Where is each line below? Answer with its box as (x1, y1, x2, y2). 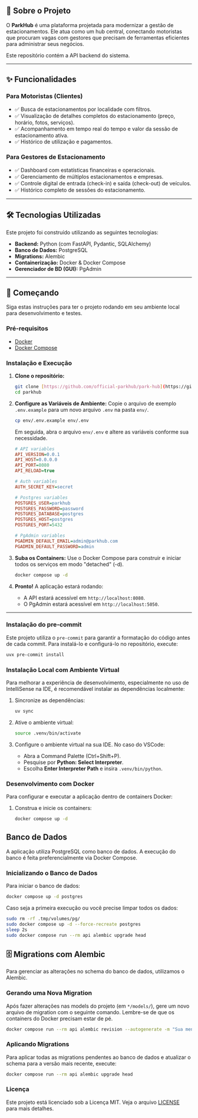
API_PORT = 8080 (14, 463, 49, 468)
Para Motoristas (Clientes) (6, 92, 83, 100)
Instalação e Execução (6, 359, 72, 367)
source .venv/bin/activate (14, 730, 81, 736)
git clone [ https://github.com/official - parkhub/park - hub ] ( (14, 384, 166, 390)
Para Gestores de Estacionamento (6, 153, 105, 161)
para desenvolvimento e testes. (6, 310, 82, 317)
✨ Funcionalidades (6, 74, 77, 84)
